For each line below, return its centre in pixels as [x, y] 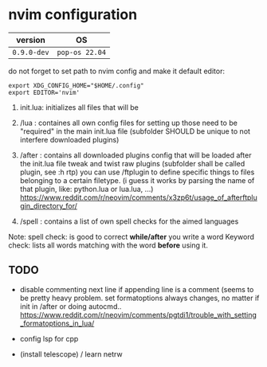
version [31, 40]
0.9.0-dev [31, 52]
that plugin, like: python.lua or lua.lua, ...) [86, 189]
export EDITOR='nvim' [44, 92]
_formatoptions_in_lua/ [57, 323]
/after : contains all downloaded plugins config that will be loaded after [135, 155]
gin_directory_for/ [49, 205]
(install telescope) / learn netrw [71, 354]
